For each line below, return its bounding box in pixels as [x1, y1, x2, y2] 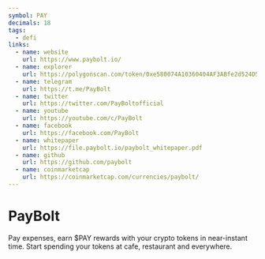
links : [8, 41, 30, 49]
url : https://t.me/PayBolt [22, 84, 111, 93]
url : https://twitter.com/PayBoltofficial [22, 99, 164, 107]
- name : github [15, 151, 65, 159]
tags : [8, 26, 26, 34]
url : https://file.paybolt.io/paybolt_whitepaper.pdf [22, 144, 203, 152]
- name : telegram [15, 77, 73, 85]
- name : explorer [15, 63, 73, 71]
